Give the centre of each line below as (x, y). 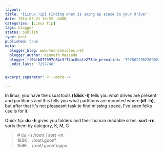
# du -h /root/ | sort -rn (40, 135)
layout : (13, 10)
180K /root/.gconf (36, 140)
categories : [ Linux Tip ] (30, 23)
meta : (10, 46)
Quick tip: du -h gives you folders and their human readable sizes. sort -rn (80, 120)
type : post (16, 37)
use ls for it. (17, 111)
